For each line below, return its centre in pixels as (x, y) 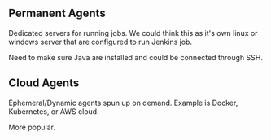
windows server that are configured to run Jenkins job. (101, 42)
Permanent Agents (57, 13)
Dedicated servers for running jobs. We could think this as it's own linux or (133, 33)
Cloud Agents (44, 83)
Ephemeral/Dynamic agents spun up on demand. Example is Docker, (123, 103)
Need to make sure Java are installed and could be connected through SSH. (135, 57)
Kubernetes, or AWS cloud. (54, 111)
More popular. (32, 127)
